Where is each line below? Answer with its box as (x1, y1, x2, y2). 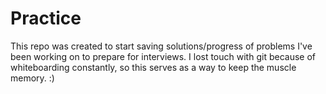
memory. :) (10, 72, 55, 84)
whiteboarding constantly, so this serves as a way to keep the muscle (10, 61, 297, 73)
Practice (10, 7, 82, 30)
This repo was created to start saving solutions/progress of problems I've (10, 40, 313, 52)
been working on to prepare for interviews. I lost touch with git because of (10, 50, 316, 62)
